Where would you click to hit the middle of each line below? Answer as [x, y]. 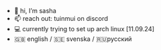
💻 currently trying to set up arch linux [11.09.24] [84, 29]
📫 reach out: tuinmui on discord [61, 18]
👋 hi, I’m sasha [35, 11]
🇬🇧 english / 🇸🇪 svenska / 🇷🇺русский [73, 39]
